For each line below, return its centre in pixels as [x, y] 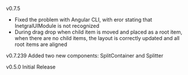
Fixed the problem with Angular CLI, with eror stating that [83, 19]
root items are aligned [41, 44]
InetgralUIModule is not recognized [57, 26]
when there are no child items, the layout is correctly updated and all [97, 38]
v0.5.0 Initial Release [31, 67]
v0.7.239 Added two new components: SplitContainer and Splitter [85, 56]
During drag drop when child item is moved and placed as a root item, [98, 32]
